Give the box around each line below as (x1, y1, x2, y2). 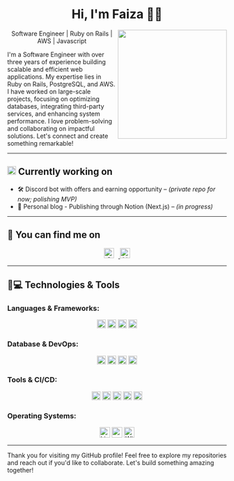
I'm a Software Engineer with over (7, 50, 104, 59)
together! (7, 466, 33, 475)
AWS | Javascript (37, 36, 87, 45)
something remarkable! (7, 139, 74, 147)
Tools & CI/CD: (7, 375, 58, 385)
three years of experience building (7, 57, 107, 66)
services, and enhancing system (7, 109, 101, 118)
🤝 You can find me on (7, 229, 101, 241)
